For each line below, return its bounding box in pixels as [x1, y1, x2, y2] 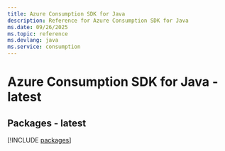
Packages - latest [7, 117, 87, 129]
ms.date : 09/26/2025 [7, 23, 69, 30]
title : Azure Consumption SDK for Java [7, 10, 126, 18]
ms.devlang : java [7, 37, 59, 44]
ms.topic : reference [7, 30, 69, 38]
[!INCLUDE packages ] [7, 136, 72, 144]
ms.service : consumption [7, 43, 81, 50]
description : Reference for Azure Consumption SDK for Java [7, 17, 190, 24]
